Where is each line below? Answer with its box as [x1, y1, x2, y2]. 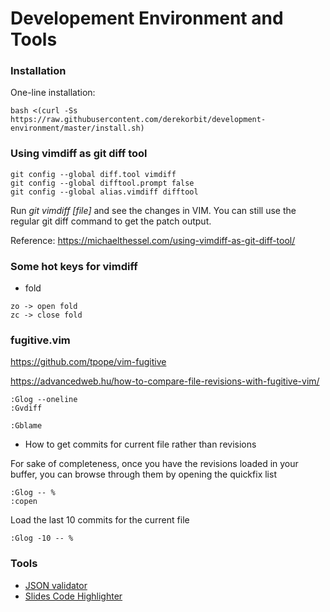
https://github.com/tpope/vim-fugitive [10, 356, 167, 368]
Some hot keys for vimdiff [10, 259, 138, 273]
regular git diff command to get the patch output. [10, 215, 212, 227]
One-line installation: [10, 87, 96, 99]
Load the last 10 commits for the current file [10, 514, 190, 526]
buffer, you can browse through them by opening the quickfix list [10, 468, 277, 481]
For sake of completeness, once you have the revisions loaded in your [10, 458, 299, 470]
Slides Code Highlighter [24, 590, 123, 602]
